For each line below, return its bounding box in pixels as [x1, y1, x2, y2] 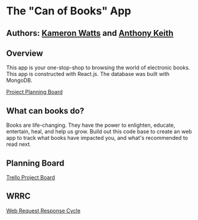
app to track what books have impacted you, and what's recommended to [6, 135, 188, 142]
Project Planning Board [6, 88, 63, 96]
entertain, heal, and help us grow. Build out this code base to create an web [6, 128, 193, 135]
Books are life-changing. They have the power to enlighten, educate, [6, 121, 175, 129]
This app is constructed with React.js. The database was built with [6, 71, 170, 78]
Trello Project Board [6, 174, 56, 181]
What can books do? [6, 106, 85, 116]
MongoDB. [6, 77, 33, 84]
